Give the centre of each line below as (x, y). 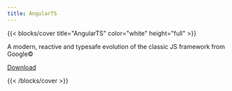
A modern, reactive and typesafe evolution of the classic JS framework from (116, 46)
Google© (20, 54)
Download (22, 67)
